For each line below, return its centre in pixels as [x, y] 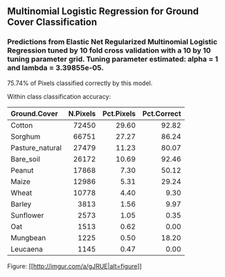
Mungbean [28, 238]
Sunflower [27, 215]
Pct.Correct [162, 114]
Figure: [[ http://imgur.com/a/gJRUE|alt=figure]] [74, 266]
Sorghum [26, 136]
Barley [21, 204]
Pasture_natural [36, 148]
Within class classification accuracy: [59, 96]
